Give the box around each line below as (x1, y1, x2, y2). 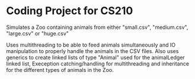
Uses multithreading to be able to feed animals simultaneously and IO (6, 41, 176, 48)
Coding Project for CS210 (6, 4, 133, 18)
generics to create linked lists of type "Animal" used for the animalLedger (6, 54, 185, 61)
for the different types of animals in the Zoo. (6, 66, 114, 73)
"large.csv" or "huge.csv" (6, 29, 69, 37)
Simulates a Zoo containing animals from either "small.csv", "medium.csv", (6, 24, 188, 31)
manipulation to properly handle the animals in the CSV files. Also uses (6, 47, 179, 54)
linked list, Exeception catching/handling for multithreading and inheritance (6, 60, 190, 67)
